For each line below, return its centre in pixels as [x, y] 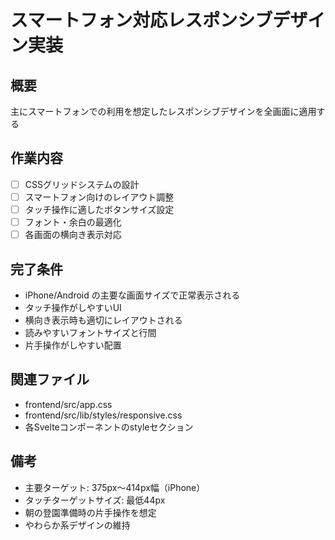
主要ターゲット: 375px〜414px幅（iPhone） [115, 487]
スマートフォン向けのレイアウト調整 [99, 197]
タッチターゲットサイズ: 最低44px [95, 500]
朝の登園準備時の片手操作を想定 [90, 512]
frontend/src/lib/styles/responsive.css [103, 415]
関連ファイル [50, 379]
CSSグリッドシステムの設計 [82, 184]
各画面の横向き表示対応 [73, 235]
